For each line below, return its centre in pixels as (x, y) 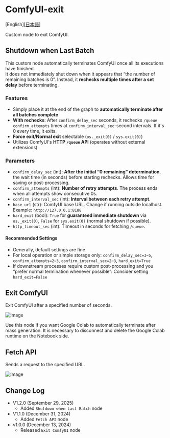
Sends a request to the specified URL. (45, 365)
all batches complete (35, 115)
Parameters (20, 161)
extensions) (25, 148)
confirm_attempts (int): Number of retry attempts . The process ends (85, 188)
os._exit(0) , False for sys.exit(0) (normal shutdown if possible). (82, 221)
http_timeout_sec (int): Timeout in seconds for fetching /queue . (79, 226)
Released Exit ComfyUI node (50, 430)
